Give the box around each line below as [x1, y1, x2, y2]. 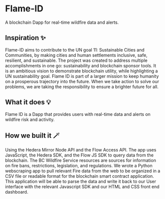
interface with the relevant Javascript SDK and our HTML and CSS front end [5, 184, 160, 190]
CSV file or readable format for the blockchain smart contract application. [5, 173, 154, 179]
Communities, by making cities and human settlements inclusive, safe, [5, 52, 148, 58]
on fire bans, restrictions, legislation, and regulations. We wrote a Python [5, 163, 153, 169]
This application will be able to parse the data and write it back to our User [5, 179, 156, 185]
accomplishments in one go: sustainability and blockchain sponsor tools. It [5, 62, 157, 68]
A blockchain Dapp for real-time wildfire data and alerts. [5, 19, 119, 25]
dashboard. [5, 189, 29, 195]
